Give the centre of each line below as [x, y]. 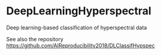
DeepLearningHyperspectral [79, 11]
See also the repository [35, 39]
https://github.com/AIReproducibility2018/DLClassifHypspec [80, 45]
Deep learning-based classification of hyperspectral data [77, 27]
